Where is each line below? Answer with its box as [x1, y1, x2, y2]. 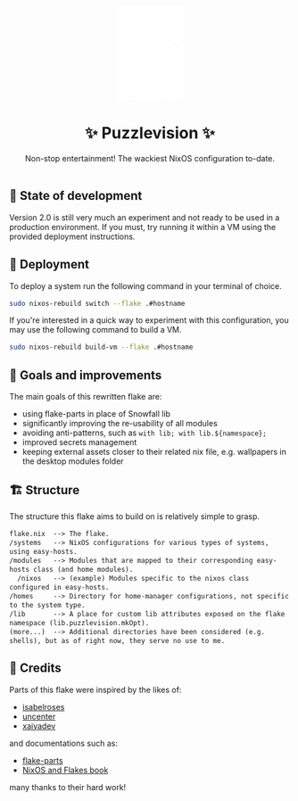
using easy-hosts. [9, 547, 78, 556]
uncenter [21, 711, 56, 722]
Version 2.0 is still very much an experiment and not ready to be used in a [9, 211, 280, 223]
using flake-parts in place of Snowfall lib [21, 409, 171, 419]
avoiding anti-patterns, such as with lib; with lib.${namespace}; [21, 427, 268, 438]
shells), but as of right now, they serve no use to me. [9, 636, 226, 645]
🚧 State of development [9, 188, 143, 203]
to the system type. [9, 600, 87, 609]
